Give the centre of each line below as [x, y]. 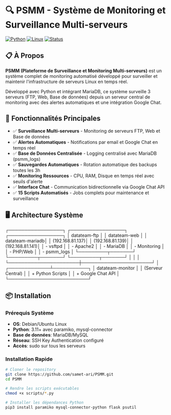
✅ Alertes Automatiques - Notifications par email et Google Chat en [85, 142]
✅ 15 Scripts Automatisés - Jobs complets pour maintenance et [81, 193]
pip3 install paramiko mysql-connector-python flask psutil [71, 407]
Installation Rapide [29, 359]
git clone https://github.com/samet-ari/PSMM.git [60, 375]
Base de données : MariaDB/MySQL [51, 335]
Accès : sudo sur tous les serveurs [49, 346]
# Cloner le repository [31, 370]
